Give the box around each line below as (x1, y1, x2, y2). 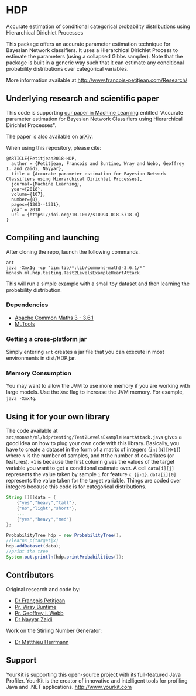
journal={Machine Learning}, (11, 181, 82, 187)
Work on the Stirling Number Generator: (6, 627, 102, 634)
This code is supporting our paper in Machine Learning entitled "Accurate (6, 109, 183, 116)
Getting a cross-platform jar (6, 335, 87, 343)
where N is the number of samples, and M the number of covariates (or (6, 452, 174, 459)
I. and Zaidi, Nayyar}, (6, 166, 64, 171)
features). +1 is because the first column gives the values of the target (6, 459, 175, 466)
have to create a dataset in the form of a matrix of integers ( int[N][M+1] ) (6, 446, 181, 453)
